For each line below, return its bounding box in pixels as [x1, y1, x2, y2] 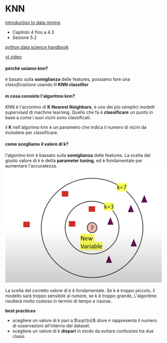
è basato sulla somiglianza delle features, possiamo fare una [5, 76, 130, 82]
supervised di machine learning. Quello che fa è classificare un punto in [5, 109, 153, 115]
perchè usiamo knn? [5, 65, 48, 71]
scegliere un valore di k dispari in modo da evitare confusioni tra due [12, 328, 154, 334]
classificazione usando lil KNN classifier [5, 82, 88, 88]
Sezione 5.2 [12, 34, 37, 40]
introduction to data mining [5, 19, 61, 25]
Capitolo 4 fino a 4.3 [12, 29, 55, 35]
